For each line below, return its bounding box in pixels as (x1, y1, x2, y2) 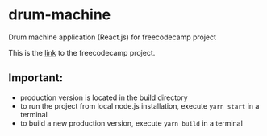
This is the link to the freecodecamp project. (8, 47, 156, 57)
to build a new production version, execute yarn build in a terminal (19, 118, 244, 128)
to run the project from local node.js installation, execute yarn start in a (19, 101, 260, 110)
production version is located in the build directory (19, 93, 188, 102)
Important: (8, 71, 63, 85)
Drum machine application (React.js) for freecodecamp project (8, 32, 216, 42)
